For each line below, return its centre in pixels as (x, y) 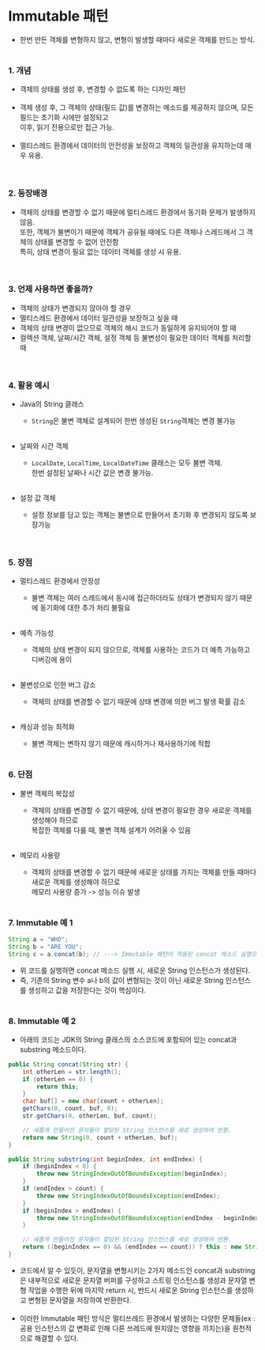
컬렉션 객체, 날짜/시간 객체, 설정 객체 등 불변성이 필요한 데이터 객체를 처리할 (135, 338)
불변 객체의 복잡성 (47, 793)
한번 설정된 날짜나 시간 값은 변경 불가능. (92, 473)
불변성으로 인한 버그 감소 (58, 685)
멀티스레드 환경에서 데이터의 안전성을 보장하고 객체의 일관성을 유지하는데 (131, 146)
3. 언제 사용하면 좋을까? (50, 289)
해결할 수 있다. (56, 1338)
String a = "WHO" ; (38, 940)
